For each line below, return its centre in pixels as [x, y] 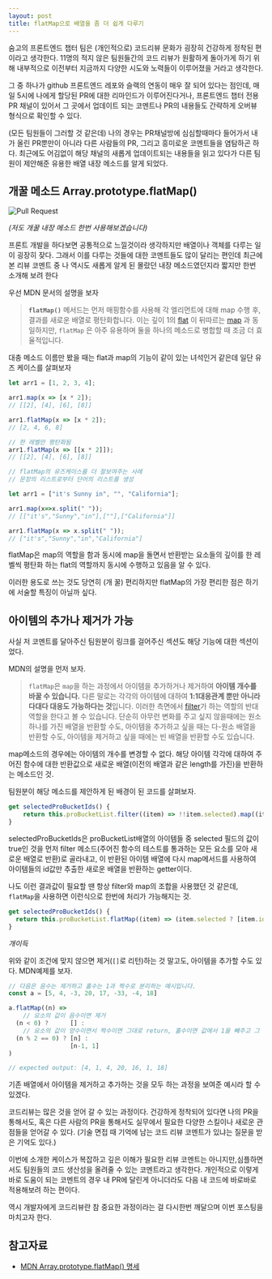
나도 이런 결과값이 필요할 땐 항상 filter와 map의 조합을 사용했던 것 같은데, [123, 886]
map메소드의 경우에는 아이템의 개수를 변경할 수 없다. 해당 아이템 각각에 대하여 [131, 754]
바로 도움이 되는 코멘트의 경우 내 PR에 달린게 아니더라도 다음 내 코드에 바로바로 [133, 1180]
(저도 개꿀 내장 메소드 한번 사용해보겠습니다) [78, 228]
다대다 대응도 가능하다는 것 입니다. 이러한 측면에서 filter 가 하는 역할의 [136, 706]
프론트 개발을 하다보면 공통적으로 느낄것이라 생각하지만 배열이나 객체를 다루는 [131, 245]
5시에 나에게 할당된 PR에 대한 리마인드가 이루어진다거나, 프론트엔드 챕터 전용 [138, 95]
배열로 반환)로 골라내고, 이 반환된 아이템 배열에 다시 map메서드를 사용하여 [140, 858]
